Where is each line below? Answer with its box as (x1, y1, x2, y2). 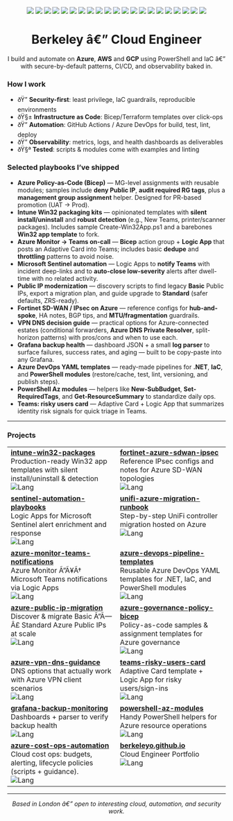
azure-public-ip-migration (10, 603, 103, 612)
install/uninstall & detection (10, 474, 99, 483)
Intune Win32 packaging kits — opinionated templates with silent (17, 208, 207, 216)
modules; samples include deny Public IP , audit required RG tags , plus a (17, 186, 225, 194)
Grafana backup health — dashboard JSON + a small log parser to (17, 340, 210, 349)
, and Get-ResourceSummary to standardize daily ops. (58, 392, 216, 400)
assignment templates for (120, 628, 203, 638)
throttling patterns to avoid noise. (17, 252, 114, 260)
